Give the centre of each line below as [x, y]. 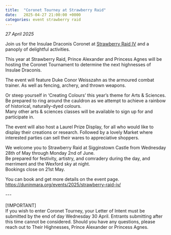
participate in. [20, 117]
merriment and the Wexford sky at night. [48, 164]
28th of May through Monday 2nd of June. [50, 153]
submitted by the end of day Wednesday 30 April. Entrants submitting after [84, 216]
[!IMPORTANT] [21, 205]
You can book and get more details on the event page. [62, 179]
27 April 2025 [20, 34]
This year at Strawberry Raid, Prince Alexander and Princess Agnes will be [84, 59]
